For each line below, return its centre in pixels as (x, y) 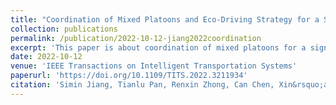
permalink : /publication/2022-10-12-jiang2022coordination (136, 38)
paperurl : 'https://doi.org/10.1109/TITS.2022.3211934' (129, 76)
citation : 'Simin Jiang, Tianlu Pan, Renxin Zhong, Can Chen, (142, 85)
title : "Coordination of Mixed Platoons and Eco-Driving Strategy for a (165, 19)
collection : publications (64, 29)
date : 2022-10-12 (46, 57)
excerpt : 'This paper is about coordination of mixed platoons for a (158, 47)
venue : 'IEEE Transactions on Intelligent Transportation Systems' (154, 66)
